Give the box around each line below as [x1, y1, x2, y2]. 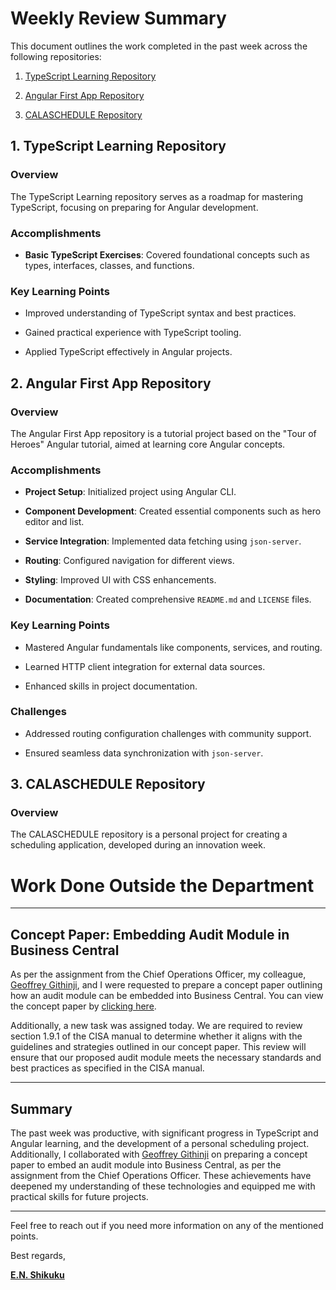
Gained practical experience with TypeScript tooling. [24, 327, 242, 339]
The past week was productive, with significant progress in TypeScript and [10, 1127, 319, 1139]
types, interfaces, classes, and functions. [24, 259, 195, 271]
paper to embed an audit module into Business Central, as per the [10, 1159, 282, 1171]
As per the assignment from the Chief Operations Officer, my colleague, [10, 968, 307, 981]
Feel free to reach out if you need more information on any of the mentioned [10, 1220, 324, 1232]
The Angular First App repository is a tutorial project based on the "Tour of [10, 427, 317, 439]
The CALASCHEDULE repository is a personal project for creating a [10, 828, 288, 841]
